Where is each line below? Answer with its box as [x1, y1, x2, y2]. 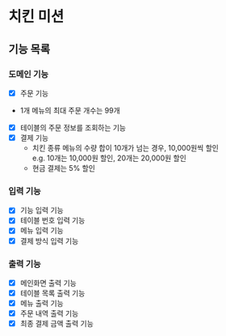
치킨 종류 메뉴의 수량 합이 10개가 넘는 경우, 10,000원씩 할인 [31, 143, 220, 153]
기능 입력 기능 [19, 206, 64, 215]
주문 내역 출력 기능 [19, 308, 79, 318]
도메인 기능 [8, 68, 49, 79]
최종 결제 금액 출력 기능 [19, 319, 94, 329]
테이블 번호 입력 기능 [19, 215, 86, 225]
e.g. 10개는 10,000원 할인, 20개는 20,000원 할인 [31, 153, 187, 163]
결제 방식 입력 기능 [19, 236, 79, 245]
